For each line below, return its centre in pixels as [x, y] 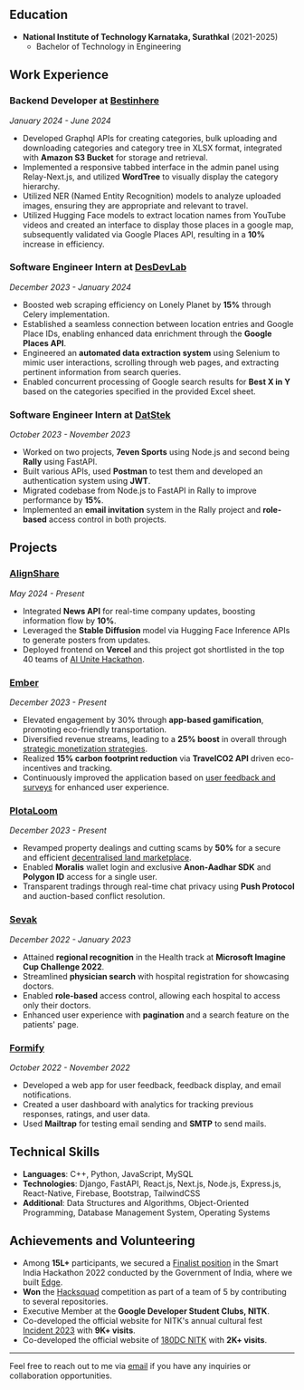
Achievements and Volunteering [102, 1241]
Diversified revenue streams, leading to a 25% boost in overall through [155, 739]
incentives [42, 768]
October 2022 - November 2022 [70, 1067]
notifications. [47, 1095]
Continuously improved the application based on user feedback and [149, 777]
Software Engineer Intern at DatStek [90, 414]
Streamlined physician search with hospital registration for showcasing [156, 976]
